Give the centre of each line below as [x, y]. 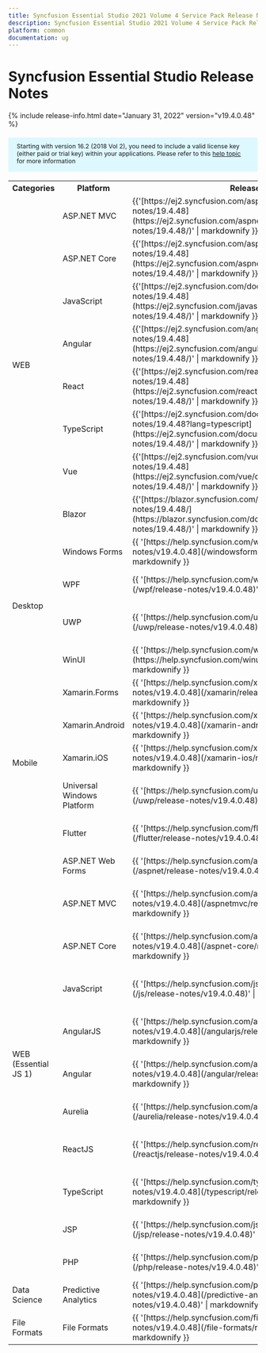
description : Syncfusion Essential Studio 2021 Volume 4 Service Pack [127, 23]
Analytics [80, 1300]
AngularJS [82, 1031]
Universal [80, 785]
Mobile [25, 763]
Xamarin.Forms [90, 693]
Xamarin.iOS [85, 758]
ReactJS [78, 1149]
